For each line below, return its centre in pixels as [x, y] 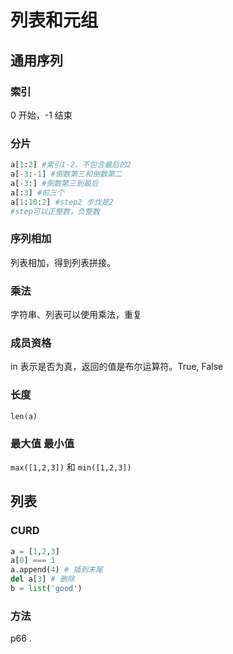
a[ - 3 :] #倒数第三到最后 [54, 183]
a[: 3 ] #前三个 [37, 192]
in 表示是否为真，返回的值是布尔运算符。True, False [117, 367]
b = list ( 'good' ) [46, 589]
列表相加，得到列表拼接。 [63, 262]
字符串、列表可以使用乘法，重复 [76, 315]
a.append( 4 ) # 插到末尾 [56, 570]
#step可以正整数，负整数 [55, 211]
